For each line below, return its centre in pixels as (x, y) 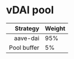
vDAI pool (30, 10)
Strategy (27, 28)
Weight (55, 28)
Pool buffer (24, 47)
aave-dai (27, 38)
